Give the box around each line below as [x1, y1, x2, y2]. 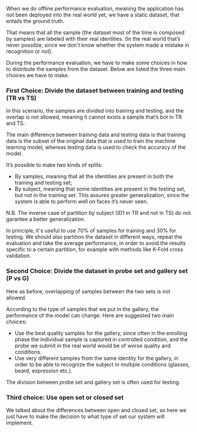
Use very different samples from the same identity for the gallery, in [14, 354, 179, 362]
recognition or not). [6, 48, 53, 55]
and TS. [6, 120, 25, 127]
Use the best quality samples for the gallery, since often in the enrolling [14, 329, 188, 336]
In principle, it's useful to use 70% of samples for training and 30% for [6, 227, 176, 234]
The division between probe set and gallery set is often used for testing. [6, 378, 181, 385]
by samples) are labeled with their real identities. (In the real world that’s [6, 35, 181, 42]
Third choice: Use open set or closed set [6, 393, 124, 401]
